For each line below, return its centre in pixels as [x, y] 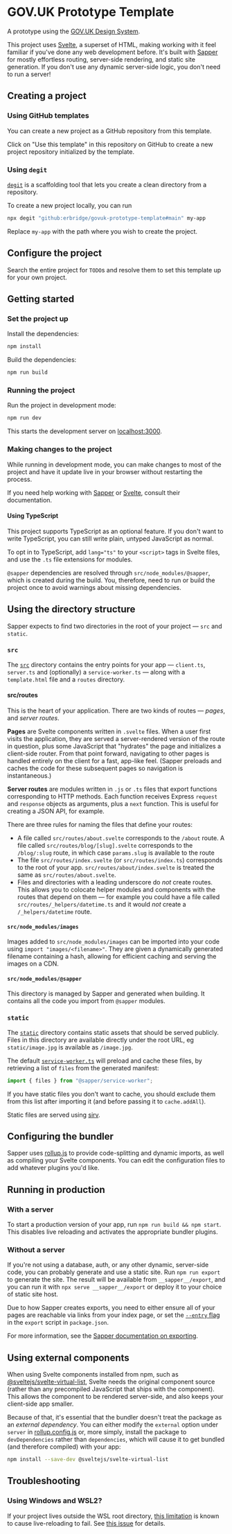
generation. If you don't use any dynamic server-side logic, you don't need [114, 67]
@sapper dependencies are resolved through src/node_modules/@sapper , [109, 573]
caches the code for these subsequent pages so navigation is [95, 768]
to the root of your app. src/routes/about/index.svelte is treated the [116, 868]
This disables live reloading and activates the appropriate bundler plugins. [113, 1232]
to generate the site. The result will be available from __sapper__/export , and [116, 1280]
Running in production [56, 1189]
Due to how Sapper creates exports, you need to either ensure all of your [111, 1308]
